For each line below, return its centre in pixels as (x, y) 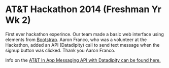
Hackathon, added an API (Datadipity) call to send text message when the (82, 45)
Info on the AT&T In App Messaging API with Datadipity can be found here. (83, 60)
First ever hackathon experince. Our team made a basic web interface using (84, 34)
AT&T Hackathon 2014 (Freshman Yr (83, 9)
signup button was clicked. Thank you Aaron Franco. (60, 50)
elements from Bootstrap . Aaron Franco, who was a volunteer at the (76, 40)
